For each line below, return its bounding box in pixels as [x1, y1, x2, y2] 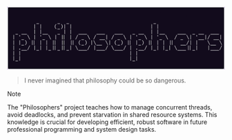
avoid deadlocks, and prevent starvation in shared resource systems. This [7, 110, 217, 119]
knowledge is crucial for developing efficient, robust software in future [7, 118, 208, 126]
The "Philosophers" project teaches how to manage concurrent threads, [7, 103, 213, 111]
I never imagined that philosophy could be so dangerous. [23, 76, 186, 85]
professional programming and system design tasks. [7, 125, 157, 133]
